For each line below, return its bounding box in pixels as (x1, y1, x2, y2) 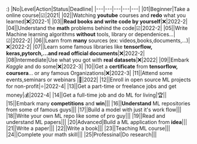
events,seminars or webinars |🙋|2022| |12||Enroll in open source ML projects (6, 76, 191, 83)
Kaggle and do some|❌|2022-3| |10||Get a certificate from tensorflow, (6, 63, 178, 70)
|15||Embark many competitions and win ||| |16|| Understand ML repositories (6, 100, 191, 107)
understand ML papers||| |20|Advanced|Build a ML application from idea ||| (6, 119, 188, 125)
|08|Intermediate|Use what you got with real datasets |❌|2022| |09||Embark (6, 56, 189, 63)
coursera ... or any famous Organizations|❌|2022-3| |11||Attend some (6, 70, 173, 76)
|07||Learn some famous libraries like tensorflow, (32, 43, 152, 50)
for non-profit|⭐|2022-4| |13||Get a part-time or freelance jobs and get (6, 83, 177, 90)
